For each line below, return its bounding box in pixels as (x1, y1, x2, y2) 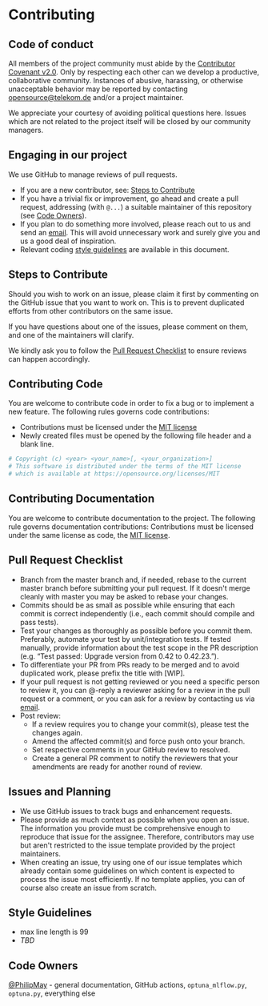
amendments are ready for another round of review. (31, 762, 202, 772)
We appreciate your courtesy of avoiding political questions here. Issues (8, 108, 246, 118)
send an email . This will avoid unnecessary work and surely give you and (19, 227, 261, 237)
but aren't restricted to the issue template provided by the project (19, 840, 236, 850)
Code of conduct (8, 38, 94, 51)
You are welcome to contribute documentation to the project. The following (8, 513, 256, 523)
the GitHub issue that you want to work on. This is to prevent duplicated (8, 298, 245, 307)
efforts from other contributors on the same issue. (8, 306, 174, 315)
